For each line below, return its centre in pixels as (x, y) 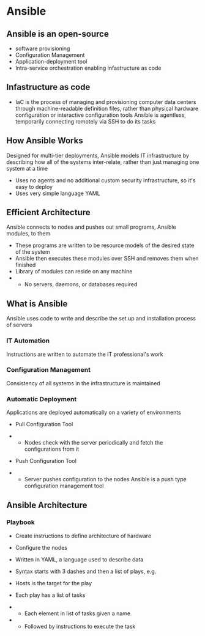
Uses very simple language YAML (58, 193)
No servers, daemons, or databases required (81, 284)
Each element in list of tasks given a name (77, 613)
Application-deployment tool (51, 61)
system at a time (27, 168)
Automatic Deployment (42, 399)
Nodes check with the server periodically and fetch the (94, 443)
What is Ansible (37, 304)
